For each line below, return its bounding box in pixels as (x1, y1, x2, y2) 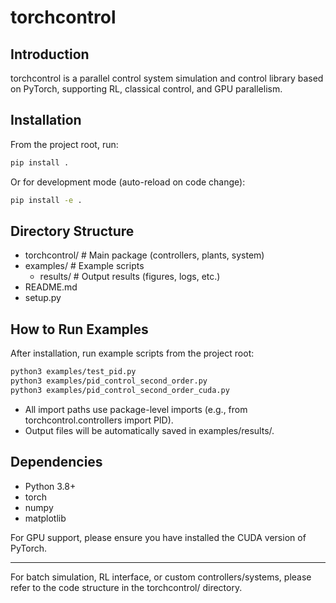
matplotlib (24, 512, 67, 524)
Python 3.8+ (24, 480, 77, 492)
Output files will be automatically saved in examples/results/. (24, 424, 275, 436)
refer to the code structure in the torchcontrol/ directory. (10, 581, 243, 593)
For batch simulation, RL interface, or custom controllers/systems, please (10, 571, 312, 583)
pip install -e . (10, 195, 83, 205)
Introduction (10, 46, 90, 63)
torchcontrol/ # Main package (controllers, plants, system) (24, 249, 265, 261)
